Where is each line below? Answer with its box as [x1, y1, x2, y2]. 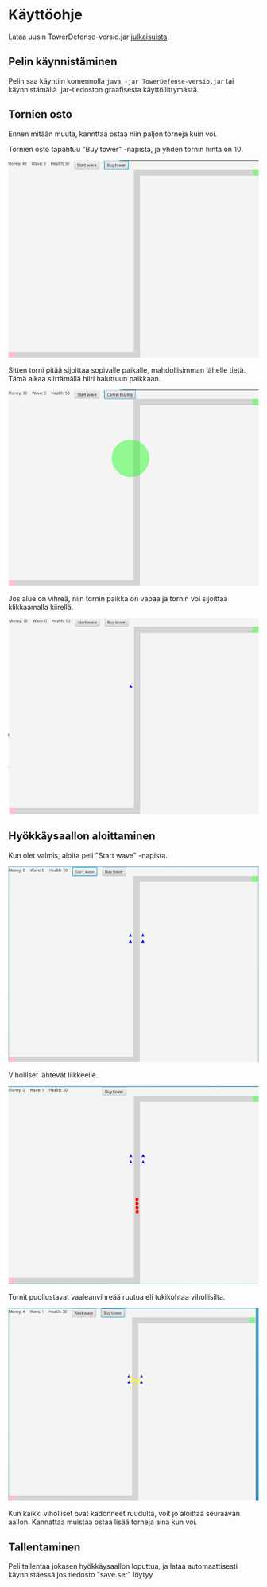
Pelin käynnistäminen [8, 55, 118, 68]
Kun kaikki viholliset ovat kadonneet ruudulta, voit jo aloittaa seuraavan [8, 1509, 241, 1519]
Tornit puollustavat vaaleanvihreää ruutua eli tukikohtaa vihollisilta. [8, 1292, 226, 1301]
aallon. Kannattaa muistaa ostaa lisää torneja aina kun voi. [8, 1517, 198, 1526]
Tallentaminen [8, 1540, 81, 1554]
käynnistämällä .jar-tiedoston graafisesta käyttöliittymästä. [8, 84, 199, 94]
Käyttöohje [8, 6, 83, 24]
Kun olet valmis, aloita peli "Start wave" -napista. [8, 850, 168, 860]
